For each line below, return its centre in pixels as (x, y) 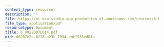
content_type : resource (29, 10)
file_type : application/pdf (34, 23)
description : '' (21, 14)
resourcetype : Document (29, 28)
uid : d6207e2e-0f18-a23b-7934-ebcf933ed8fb (50, 37)
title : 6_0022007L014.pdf (31, 32)
